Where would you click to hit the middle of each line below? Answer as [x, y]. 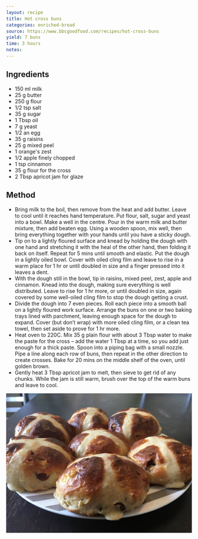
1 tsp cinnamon [33, 164]
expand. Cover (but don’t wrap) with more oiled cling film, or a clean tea [102, 322]
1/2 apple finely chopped [45, 158]
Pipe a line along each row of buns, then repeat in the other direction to [101, 354]
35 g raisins [29, 139]
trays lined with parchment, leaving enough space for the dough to [95, 316]
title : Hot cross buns [34, 19]
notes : [14, 50]
